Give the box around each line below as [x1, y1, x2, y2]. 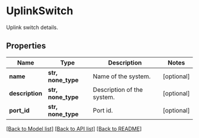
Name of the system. [92, 72, 151, 81]
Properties [6, 41, 46, 51]
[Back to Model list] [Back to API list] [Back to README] [6, 125, 142, 132]
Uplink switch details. [6, 24, 59, 31]
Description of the [92, 85, 143, 94]
